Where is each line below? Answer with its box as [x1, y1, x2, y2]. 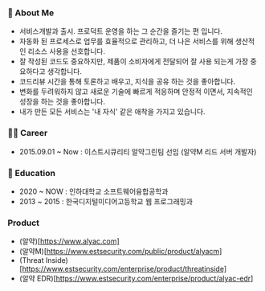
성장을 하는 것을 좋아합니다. [18, 96, 106, 107]
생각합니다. [47, 67, 82, 76]
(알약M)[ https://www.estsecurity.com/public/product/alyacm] [18, 247, 222, 256]
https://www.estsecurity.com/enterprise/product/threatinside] [22, 264, 226, 274]
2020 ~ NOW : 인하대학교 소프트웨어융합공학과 [18, 186, 169, 196]
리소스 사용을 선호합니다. [27, 47, 106, 56]
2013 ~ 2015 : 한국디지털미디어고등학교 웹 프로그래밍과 [18, 196, 194, 206]
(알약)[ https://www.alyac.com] [18, 236, 120, 246]
